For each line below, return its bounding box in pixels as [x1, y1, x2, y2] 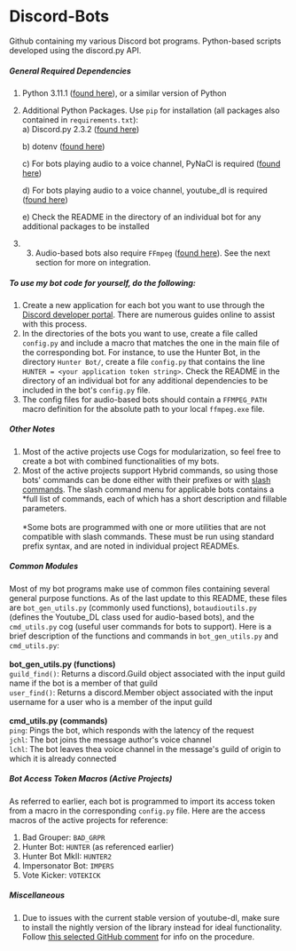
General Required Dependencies [9, 65, 131, 76]
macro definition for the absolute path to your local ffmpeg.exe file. [21, 403, 266, 414]
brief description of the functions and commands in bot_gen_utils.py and [9, 630, 279, 641]
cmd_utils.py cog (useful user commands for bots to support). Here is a [9, 621, 272, 631]
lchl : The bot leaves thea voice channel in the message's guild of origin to [9, 743, 282, 754]
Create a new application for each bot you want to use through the [21, 299, 265, 310]
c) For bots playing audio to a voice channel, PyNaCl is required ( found [21, 158, 281, 169]
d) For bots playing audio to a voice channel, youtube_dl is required [21, 185, 268, 195]
